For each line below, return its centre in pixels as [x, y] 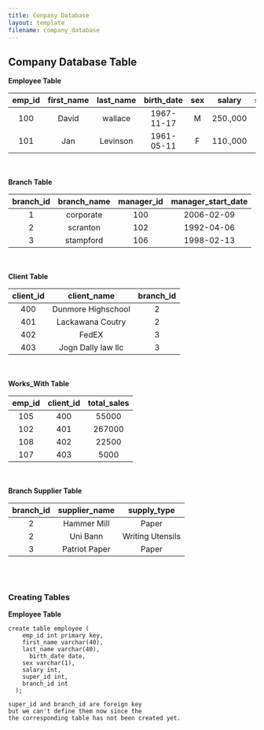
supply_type [152, 511]
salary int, [42, 670]
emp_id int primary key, [63, 636]
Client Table [28, 277]
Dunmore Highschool [92, 309]
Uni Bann [86, 536]
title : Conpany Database [49, 15]
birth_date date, [57, 656]
